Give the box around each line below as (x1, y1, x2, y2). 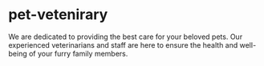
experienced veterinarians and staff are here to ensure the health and (8, 40, 238, 49)
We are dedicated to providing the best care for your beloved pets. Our (8, 32, 243, 41)
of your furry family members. (28, 49, 128, 58)
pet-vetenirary (8, 6, 108, 24)
